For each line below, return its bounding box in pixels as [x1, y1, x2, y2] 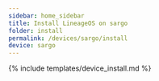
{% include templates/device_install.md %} [8, 63, 152, 73]
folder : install [8, 26, 63, 34]
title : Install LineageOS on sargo [8, 19, 128, 27]
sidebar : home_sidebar [8, 11, 85, 20]
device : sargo [8, 42, 56, 50]
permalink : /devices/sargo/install [8, 34, 128, 43]
